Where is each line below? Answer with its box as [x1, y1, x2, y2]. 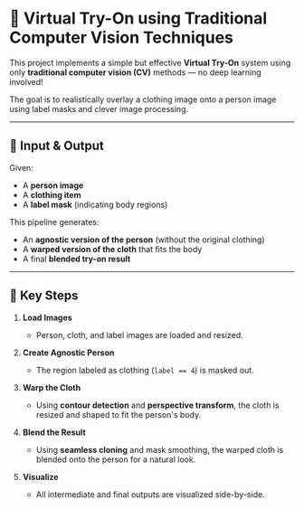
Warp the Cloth [22, 382, 81, 392]
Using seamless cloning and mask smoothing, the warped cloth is [35, 444, 284, 455]
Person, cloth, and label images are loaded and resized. [35, 329, 244, 340]
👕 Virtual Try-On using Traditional [9, 8, 268, 29]
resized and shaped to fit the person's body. [35, 409, 202, 419]
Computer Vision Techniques [9, 27, 233, 48]
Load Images [22, 312, 72, 323]
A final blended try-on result [22, 253, 131, 264]
